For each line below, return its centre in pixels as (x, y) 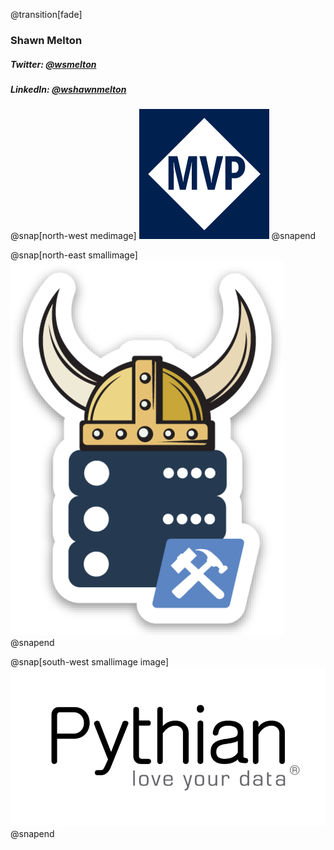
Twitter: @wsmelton (53, 64)
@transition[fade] (46, 14)
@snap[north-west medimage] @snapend (163, 236)
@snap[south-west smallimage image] (90, 662)
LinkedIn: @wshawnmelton (68, 89)
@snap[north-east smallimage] (74, 255)
